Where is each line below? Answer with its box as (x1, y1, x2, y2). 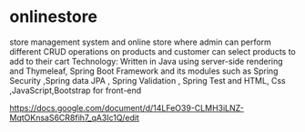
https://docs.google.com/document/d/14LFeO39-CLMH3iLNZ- (9, 102, 244, 113)
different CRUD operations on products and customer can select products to (9, 46, 296, 56)
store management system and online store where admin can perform (9, 36, 271, 47)
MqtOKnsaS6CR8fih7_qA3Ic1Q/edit (9, 112, 139, 123)
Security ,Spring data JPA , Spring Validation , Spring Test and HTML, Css (9, 75, 286, 86)
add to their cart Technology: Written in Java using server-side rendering (9, 56, 284, 66)
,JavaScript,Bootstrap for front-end (9, 85, 142, 96)
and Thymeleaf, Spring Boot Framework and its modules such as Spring (9, 66, 279, 76)
